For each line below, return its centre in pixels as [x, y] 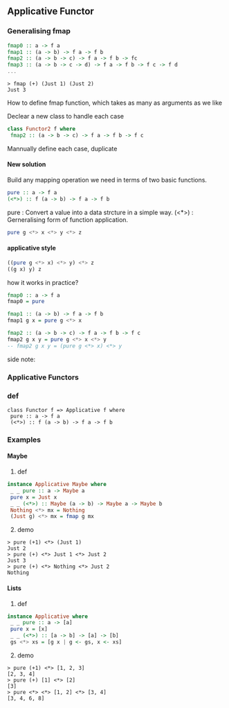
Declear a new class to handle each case [66, 116]
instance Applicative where [48, 616]
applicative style [32, 248]
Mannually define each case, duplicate [62, 148]
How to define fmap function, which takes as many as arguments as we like [115, 103]
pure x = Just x [34, 497]
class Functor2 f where [42, 129]
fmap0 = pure [26, 302]
